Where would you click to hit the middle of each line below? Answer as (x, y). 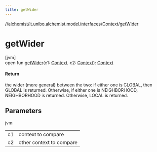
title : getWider (22, 10)
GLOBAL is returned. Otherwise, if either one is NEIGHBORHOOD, (72, 90)
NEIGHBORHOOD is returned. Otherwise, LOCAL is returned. (67, 95)
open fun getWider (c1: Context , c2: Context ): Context (59, 63)
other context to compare (48, 142)
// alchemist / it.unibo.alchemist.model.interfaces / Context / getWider (72, 24)
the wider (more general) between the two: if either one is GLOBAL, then (79, 85)
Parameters (23, 111)
